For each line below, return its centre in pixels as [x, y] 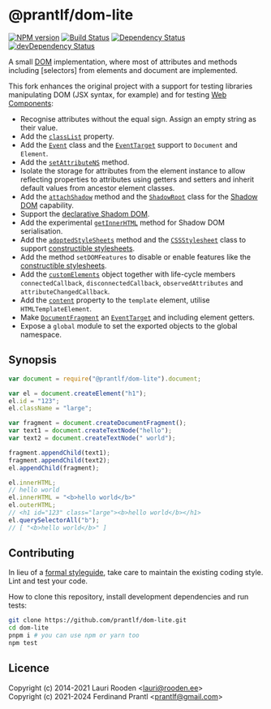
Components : [31, 103]
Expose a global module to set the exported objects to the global [129, 325]
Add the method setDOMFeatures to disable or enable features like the [135, 256]
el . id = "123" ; [34, 401]
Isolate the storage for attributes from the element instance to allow [133, 170]
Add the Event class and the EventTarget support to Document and [129, 144]
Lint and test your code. [48, 581]
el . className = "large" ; [50, 408]
